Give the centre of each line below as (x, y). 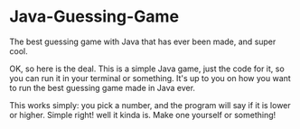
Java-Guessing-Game (94, 17)
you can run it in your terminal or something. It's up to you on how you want (150, 78)
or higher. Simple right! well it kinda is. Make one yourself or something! (143, 115)
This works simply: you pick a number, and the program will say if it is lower (150, 105)
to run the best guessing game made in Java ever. (103, 88)
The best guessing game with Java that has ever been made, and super (143, 41)
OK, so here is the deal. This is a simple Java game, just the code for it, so (147, 69)
